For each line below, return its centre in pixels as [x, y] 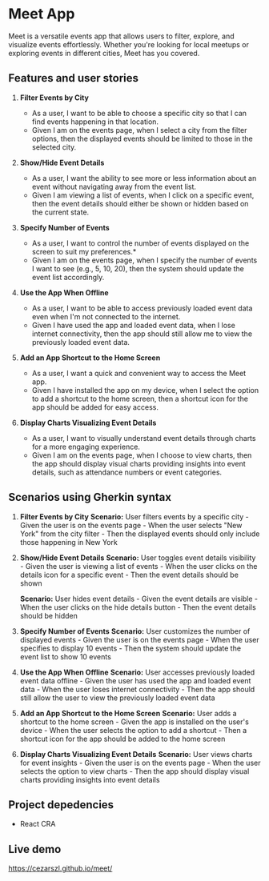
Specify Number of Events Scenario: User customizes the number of [135, 631]
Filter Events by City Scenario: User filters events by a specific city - [134, 516]
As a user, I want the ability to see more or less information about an [144, 178]
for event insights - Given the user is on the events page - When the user [140, 763]
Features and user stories [73, 78]
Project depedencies [61, 805]
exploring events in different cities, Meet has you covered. [104, 53]
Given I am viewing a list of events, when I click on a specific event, [143, 195]
